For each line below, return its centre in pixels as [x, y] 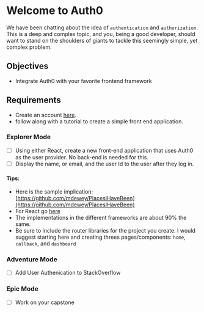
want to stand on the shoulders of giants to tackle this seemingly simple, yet [102, 40]
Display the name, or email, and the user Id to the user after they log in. [104, 164]
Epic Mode [22, 289]
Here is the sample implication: [54, 192]
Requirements [34, 100]
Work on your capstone [45, 302]
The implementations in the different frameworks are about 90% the [101, 218]
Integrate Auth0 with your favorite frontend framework [83, 81]
